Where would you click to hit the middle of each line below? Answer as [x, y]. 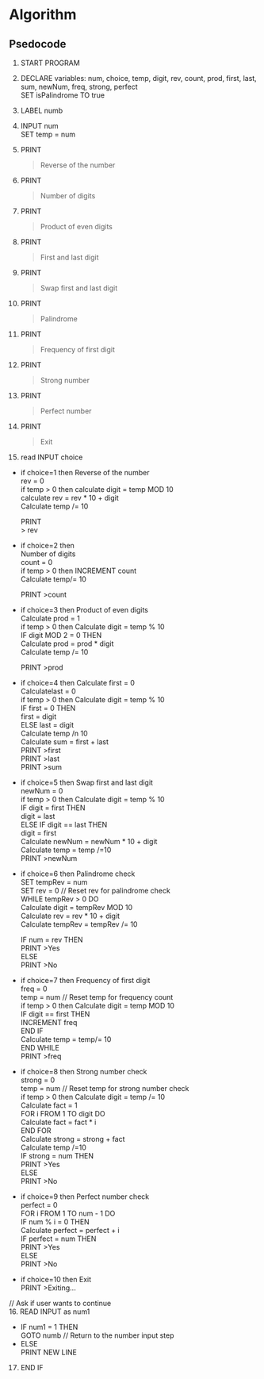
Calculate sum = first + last [65, 742]
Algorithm [43, 15]
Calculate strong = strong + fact [73, 1139]
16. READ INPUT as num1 [50, 1312]
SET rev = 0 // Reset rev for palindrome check [96, 891]
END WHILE [40, 1048]
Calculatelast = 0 [48, 691]
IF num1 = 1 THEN [49, 1327]
